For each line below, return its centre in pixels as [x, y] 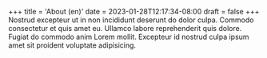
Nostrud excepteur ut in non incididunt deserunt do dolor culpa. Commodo [131, 20]
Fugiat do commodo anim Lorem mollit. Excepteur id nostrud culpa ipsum [129, 37]
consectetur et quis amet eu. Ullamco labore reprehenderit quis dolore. [125, 28]
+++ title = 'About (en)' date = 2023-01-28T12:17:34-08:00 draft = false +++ [134, 12]
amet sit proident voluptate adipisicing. [72, 45]
